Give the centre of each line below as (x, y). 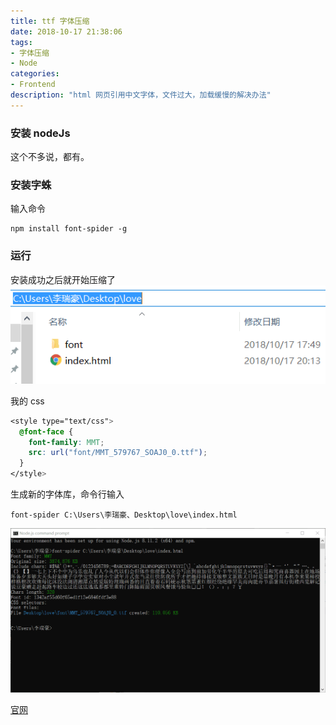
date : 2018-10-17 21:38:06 (66, 31)
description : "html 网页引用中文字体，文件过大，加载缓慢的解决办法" (141, 95)
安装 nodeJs (40, 133)
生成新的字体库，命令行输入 (67, 494)
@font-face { (46, 431)
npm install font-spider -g (69, 229)
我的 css (27, 401)
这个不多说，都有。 (50, 157)
